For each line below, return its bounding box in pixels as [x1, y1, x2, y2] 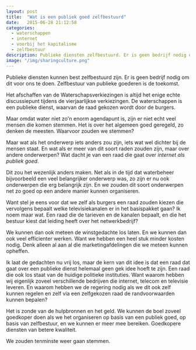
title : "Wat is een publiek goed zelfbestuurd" [6, 14, 127, 20]
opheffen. [6, 247, 30, 255]
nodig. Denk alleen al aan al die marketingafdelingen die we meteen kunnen [6, 241, 188, 248]
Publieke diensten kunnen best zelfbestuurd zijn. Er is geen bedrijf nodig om [6, 74, 190, 81]
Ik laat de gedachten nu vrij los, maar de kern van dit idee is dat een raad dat [6, 259, 190, 266]
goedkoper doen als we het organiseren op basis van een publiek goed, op [6, 314, 186, 321]
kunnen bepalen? [6, 296, 48, 303]
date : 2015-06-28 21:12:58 [6, 19, 77, 25]
